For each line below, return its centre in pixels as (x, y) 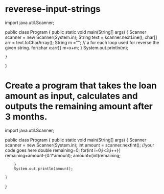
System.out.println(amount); (44, 169)
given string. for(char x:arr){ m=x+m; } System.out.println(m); (67, 48)
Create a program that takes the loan (81, 85)
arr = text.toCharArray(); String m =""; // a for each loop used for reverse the (82, 42)
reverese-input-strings (53, 9)
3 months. (26, 117)
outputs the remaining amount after (79, 107)
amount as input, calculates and (71, 96)
